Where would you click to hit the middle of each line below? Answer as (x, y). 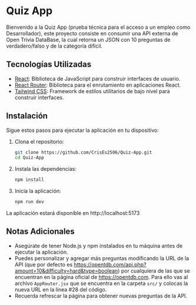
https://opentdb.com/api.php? (110, 264)
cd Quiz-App (29, 158)
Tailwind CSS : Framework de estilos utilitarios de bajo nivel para (92, 91)
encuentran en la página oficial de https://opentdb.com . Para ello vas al (101, 277)
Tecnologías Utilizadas (49, 64)
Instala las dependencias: (45, 169)
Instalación (27, 116)
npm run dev (29, 202)
